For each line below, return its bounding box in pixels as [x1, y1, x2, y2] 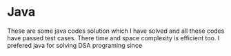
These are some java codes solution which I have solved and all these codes [7, 27, 225, 35]
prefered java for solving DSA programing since [7, 41, 143, 49]
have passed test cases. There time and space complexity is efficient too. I [7, 33, 220, 42]
